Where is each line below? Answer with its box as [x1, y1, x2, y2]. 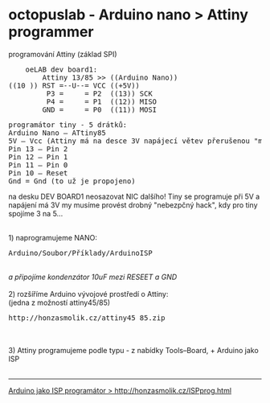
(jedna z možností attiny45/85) [8, 298, 111, 307]
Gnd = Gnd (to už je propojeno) [8, 176, 136, 186]
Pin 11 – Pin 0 [8, 160, 68, 170]
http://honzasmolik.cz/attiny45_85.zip [8, 313, 166, 323]
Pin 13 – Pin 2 [8, 144, 68, 154]
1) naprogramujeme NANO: [8, 232, 98, 242]
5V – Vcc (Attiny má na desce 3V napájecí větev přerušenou [8, 136, 251, 146]
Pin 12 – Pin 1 [8, 152, 68, 162]
